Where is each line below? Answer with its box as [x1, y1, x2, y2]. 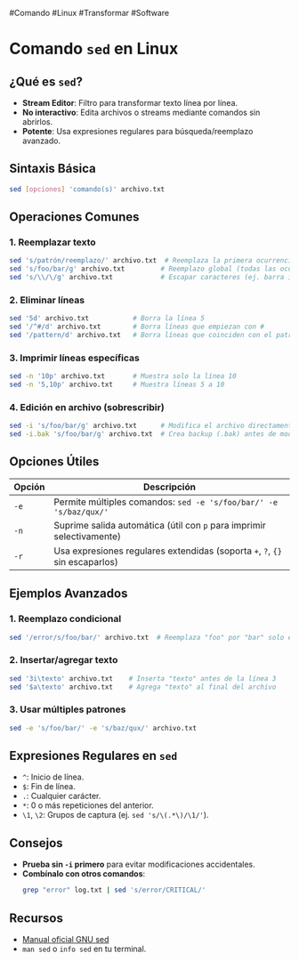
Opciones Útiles [9, 454, 100, 470]
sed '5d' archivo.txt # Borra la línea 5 [9, 314, 205, 323]
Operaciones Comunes [9, 209, 140, 225]
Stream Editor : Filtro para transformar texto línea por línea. [21, 98, 238, 108]
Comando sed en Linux [9, 39, 179, 59]
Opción [13, 480, 45, 493]
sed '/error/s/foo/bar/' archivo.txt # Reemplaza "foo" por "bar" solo [9, 633, 285, 642]
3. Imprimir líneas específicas [9, 351, 140, 364]
